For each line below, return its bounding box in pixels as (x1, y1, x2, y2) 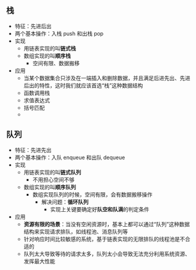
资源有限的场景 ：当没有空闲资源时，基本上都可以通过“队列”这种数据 (23, 220, 190, 227)
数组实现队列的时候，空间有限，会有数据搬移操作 (32, 190, 153, 198)
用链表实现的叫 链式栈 (23, 45, 76, 52)
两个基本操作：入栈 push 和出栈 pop (14, 30, 104, 37)
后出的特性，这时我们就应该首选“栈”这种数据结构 (23, 82, 143, 89)
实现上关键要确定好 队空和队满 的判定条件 (50, 205, 150, 212)
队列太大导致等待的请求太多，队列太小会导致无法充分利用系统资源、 (23, 250, 191, 257)
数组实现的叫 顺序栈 (23, 52, 71, 59)
